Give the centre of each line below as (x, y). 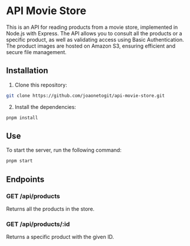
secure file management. (36, 52)
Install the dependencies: (45, 107)
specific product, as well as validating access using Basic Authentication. (95, 39)
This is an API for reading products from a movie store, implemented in (92, 27)
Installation (27, 71)
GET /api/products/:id (38, 224)
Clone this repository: (41, 85)
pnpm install (22, 118)
